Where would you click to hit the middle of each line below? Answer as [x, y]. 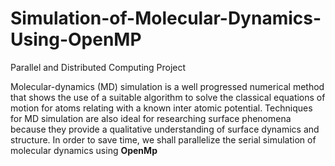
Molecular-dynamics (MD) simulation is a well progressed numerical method [167, 86]
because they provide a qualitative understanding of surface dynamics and [165, 129]
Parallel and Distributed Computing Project [98, 67]
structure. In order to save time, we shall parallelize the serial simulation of [163, 139]
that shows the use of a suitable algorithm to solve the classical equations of [168, 97]
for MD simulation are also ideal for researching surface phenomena [151, 118]
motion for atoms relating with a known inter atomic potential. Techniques [161, 108]
